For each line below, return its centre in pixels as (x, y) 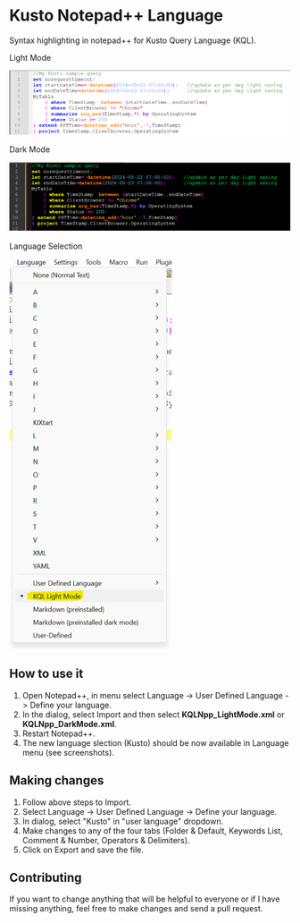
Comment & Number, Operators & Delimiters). (106, 840)
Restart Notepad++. (58, 733)
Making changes (57, 780)
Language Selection (46, 246)
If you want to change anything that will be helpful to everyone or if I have (145, 899)
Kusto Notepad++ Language (117, 16)
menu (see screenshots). (68, 752)
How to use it (46, 674)
